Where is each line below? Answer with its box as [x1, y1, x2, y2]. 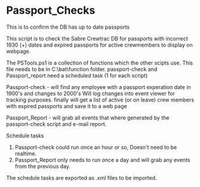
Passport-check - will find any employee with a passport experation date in [6, 83, 191, 90]
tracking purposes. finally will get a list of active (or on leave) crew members [6, 96, 195, 103]
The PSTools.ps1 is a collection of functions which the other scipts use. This [6, 59, 193, 66]
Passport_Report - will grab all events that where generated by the [6, 114, 170, 121]
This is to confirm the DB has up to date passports [6, 23, 130, 30]
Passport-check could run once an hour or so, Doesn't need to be [14, 143, 177, 151]
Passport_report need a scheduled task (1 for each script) [6, 72, 148, 79]
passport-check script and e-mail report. [6, 120, 107, 127]
